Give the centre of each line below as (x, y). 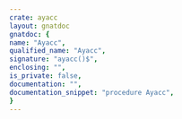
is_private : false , (46, 76)
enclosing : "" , (38, 68)
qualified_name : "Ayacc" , (57, 51)
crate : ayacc (34, 17)
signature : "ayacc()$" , (54, 59)
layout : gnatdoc (39, 26)
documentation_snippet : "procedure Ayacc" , (92, 92)
